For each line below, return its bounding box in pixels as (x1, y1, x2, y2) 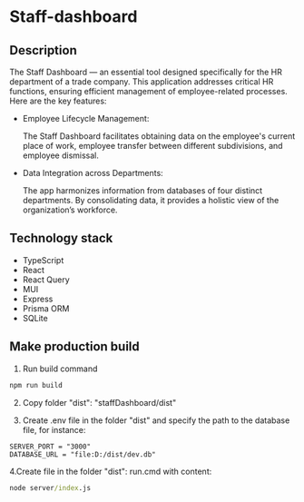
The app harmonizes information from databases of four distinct (22, 185, 263, 196)
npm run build (9, 380, 64, 389)
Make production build (9, 339, 141, 355)
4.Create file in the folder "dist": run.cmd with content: (9, 466, 212, 477)
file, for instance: (22, 424, 86, 435)
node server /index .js (9, 483, 92, 492)
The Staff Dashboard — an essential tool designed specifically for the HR (9, 66, 283, 77)
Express (22, 293, 54, 304)
